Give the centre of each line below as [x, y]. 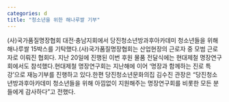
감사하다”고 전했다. [50, 91]
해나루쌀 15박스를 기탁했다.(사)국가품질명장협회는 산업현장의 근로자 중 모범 [107, 49]
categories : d [27, 13]
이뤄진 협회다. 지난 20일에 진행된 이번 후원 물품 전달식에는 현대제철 [109, 57]
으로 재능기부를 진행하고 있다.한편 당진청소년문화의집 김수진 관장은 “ [105, 74]
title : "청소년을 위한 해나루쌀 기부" [54, 20]
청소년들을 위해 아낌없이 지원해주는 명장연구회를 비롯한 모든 [132, 83]
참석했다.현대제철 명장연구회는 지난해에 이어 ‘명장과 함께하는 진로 [117, 66]
